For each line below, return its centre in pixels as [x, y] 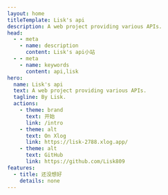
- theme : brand [41, 110]
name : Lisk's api [38, 84]
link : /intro [44, 123]
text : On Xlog [46, 136]
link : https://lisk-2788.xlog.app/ [77, 142]
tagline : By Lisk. [40, 98]
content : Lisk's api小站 [60, 53]
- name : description [49, 46]
